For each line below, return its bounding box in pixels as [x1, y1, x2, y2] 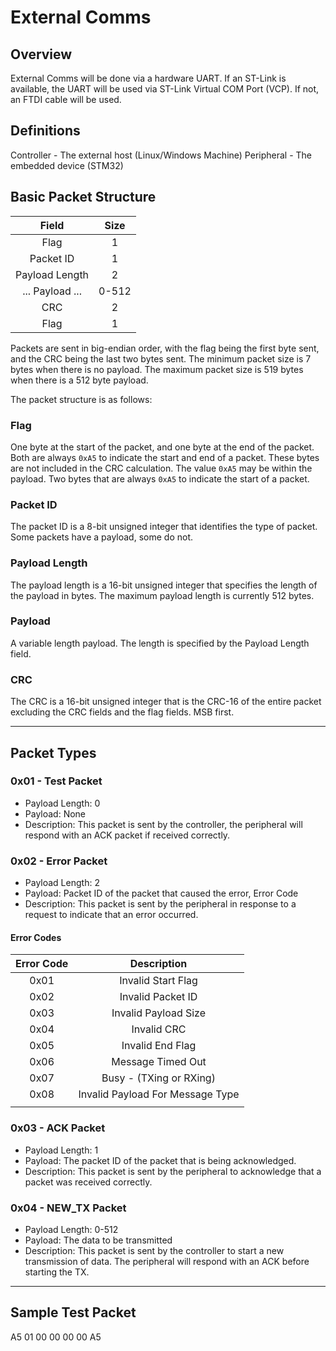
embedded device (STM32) [10, 159, 124, 171]
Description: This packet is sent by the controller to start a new [24, 1244, 285, 1256]
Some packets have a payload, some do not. [10, 531, 193, 543]
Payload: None [24, 807, 87, 820]
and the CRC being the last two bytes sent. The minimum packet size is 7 [10, 352, 312, 365]
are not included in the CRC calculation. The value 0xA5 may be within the [10, 462, 313, 474]
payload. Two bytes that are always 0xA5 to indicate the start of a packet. [10, 472, 310, 485]
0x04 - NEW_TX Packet [10, 1201, 127, 1215]
